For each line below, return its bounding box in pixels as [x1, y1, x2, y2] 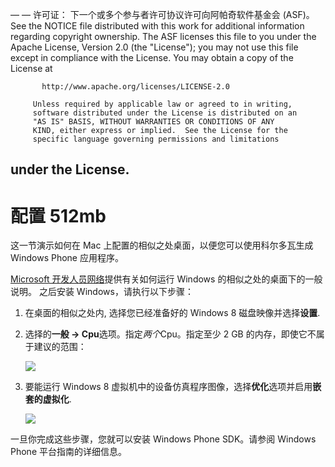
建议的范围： [33, 341, 87, 353]
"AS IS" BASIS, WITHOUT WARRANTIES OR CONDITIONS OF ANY [32, 117, 275, 127]
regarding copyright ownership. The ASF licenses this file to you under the [10, 31, 317, 42]
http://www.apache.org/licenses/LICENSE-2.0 [41, 82, 230, 92]
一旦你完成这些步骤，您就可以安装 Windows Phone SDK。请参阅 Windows [10, 433, 317, 445]
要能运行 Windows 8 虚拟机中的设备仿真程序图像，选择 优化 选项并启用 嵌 [24, 381, 322, 393]
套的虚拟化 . [24, 393, 72, 405]
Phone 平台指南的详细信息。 [10, 446, 127, 458]
